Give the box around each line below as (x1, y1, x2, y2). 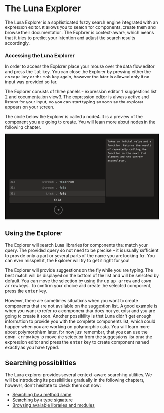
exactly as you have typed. (5, 344, 60, 351)
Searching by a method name (12, 391, 72, 397)
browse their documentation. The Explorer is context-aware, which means (5, 29, 154, 35)
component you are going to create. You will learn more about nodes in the (5, 119, 156, 125)
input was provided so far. (5, 79, 58, 85)
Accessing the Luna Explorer (5, 52, 75, 59)
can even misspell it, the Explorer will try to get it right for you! (5, 258, 130, 264)
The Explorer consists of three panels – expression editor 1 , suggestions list (5, 89, 157, 95)
